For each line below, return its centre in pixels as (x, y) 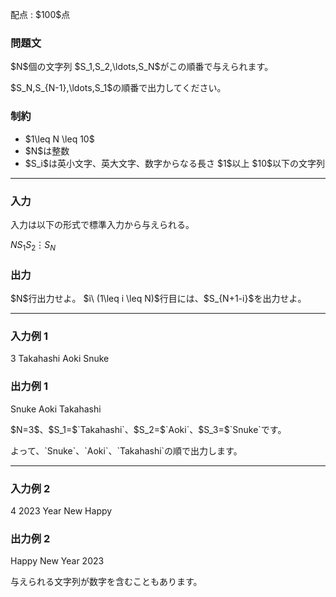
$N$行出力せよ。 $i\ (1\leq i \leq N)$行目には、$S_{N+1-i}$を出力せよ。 (158, 298)
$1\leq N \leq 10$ (59, 139)
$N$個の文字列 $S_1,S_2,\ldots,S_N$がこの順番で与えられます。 (142, 67)
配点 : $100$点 (40, 14)
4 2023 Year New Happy (61, 510)
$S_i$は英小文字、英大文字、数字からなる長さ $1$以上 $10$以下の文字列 (175, 163)
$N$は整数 (47, 150)
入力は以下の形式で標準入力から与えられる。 (102, 224)
